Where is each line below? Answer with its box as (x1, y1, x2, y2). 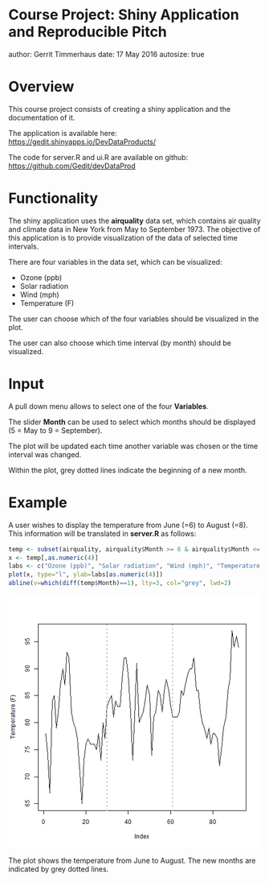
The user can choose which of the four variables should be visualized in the (8, 314, 259, 324)
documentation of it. (8, 113, 75, 122)
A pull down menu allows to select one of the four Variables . (8, 401, 209, 411)
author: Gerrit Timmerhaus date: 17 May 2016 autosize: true (8, 49, 205, 59)
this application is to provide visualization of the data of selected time (8, 233, 238, 242)
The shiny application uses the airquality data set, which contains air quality (8, 216, 261, 225)
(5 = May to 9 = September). (8, 425, 103, 435)
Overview (8, 78, 75, 96)
